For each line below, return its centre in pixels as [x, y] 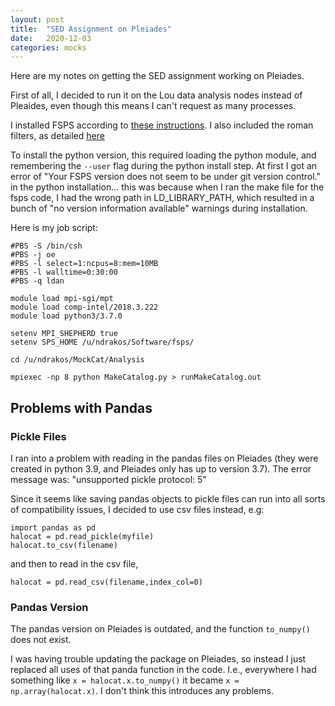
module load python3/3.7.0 [66, 316]
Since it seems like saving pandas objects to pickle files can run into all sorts [168, 498]
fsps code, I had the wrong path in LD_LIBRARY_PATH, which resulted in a [162, 198]
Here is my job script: [54, 228]
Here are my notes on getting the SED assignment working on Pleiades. [157, 76]
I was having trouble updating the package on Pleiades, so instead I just [158, 659]
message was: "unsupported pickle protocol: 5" [108, 479]
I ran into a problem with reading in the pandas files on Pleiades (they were [164, 458]
